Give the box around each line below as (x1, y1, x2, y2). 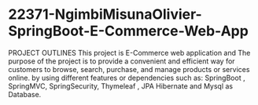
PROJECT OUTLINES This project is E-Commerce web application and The (8, 48, 251, 57)
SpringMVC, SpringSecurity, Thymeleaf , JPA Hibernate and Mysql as (8, 81, 234, 91)
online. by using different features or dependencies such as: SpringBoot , (8, 73, 245, 82)
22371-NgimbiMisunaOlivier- (8, 5, 202, 24)
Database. (8, 89, 42, 99)
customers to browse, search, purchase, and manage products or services (8, 64, 250, 74)
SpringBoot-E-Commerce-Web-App (8, 22, 249, 40)
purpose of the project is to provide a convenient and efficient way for (8, 56, 235, 66)
